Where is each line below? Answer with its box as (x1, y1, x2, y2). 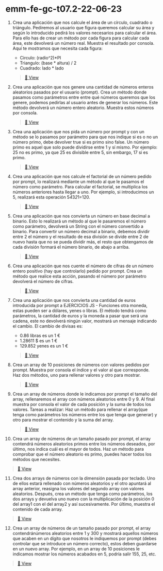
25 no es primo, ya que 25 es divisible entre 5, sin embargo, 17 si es (12, 149, 148, 155)
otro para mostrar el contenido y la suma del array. (12, 417, 114, 423)
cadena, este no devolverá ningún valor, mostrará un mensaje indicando (12, 318, 157, 324)
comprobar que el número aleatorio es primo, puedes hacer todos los (12, 451, 152, 457)
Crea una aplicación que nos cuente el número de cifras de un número (12, 263, 154, 269)
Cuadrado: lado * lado (19, 65, 64, 71)
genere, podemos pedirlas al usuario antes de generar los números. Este (12, 99, 158, 105)
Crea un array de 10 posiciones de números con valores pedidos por (12, 362, 150, 368)
